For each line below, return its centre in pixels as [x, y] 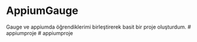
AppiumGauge [42, 11]
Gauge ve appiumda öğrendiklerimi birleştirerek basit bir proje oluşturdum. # [98, 27]
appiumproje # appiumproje [40, 33]
